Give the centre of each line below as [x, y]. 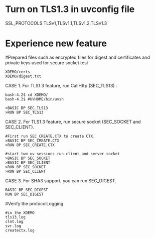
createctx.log [20, 230]
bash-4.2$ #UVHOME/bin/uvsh [35, 99]
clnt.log [14, 221]
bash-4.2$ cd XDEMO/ [27, 95]
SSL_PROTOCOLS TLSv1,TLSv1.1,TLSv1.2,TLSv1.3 [56, 23]
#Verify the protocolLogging [34, 203]
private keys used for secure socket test [47, 63]
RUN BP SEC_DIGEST [24, 194]
